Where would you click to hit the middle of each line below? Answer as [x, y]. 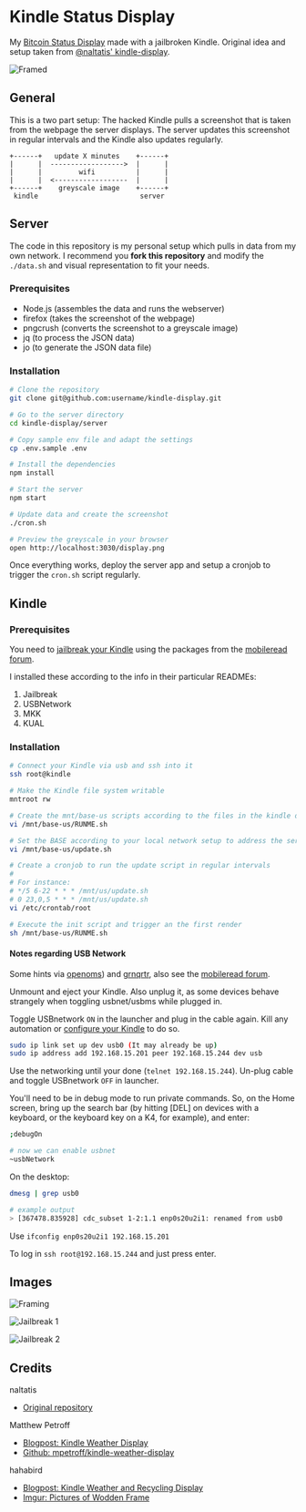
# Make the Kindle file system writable [87, 791]
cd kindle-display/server [58, 423]
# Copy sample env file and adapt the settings [102, 439]
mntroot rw [30, 799]
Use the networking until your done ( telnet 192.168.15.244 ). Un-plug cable [152, 1071]
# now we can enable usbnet [63, 1151]
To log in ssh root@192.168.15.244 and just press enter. [113, 1253]
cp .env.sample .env [49, 448]
